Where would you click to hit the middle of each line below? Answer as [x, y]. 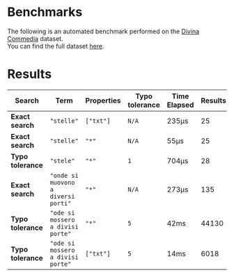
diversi [62, 196]
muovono [62, 182]
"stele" [62, 161]
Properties [103, 100]
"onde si [64, 175]
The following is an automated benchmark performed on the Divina [103, 31]
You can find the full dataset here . [56, 46]
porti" [61, 203]
